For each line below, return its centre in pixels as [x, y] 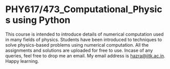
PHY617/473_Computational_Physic [84, 9]
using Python [41, 20]
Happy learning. [22, 61]
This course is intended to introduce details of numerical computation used [84, 34]
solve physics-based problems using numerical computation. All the [77, 45]
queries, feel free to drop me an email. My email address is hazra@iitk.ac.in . [85, 56]
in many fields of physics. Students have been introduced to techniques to [84, 40]
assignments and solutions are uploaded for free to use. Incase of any [79, 50]
